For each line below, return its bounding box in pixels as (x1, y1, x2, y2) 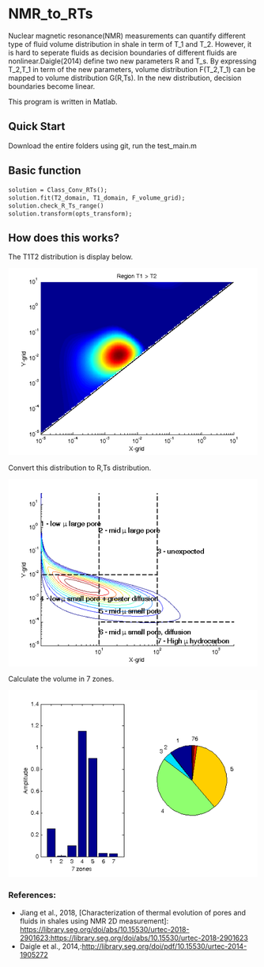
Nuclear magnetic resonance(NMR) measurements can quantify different (8, 31, 247, 40)
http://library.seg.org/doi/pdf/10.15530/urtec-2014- (81, 941, 247, 951)
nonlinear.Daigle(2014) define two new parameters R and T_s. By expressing (8, 56, 257, 66)
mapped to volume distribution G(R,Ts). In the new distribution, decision (8, 73, 242, 82)
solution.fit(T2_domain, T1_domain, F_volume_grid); (8, 193, 186, 202)
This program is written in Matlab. (8, 97, 118, 106)
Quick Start (8, 120, 66, 133)
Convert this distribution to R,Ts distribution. (8, 463, 152, 472)
